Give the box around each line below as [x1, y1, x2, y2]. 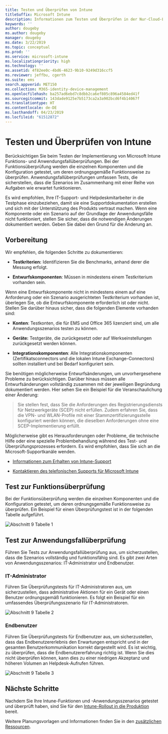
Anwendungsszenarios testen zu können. [12, 325, 98, 331]
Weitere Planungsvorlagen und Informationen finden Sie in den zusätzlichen [5, 718, 161, 724]
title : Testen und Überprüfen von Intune [5, 7, 93, 13]
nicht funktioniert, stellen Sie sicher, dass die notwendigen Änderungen [5, 216, 152, 222]
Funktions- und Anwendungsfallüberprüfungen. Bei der [5, 158, 119, 164]
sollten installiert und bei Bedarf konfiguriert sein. [12, 361, 114, 367]
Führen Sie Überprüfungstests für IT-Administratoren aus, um [5, 584, 131, 590]
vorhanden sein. [12, 279, 46, 285]
